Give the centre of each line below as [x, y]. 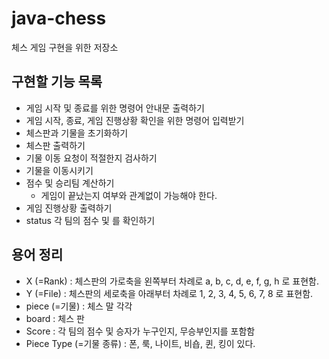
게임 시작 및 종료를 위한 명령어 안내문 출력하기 [115, 108]
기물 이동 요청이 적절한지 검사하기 [91, 158]
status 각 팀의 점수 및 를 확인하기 [90, 220]
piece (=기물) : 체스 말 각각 [79, 306]
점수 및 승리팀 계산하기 [70, 183]
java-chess [59, 18]
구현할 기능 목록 [57, 82]
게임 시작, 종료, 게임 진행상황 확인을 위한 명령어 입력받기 [135, 120]
